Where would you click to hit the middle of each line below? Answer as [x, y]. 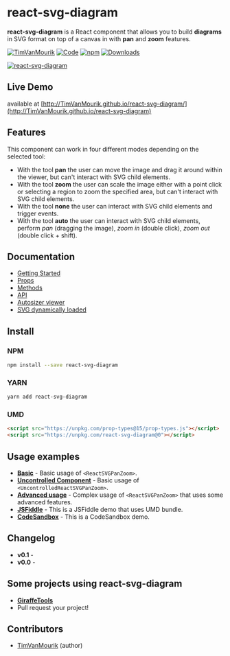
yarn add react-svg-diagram [47, 397]
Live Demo [30, 87]
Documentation [41, 256]
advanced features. [45, 502]
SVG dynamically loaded [52, 309]
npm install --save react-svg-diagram [62, 365]
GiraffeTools [35, 600]
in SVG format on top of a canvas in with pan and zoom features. [99, 38]
